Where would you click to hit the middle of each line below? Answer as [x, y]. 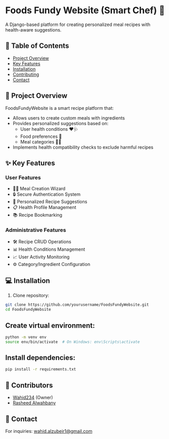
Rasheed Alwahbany [34, 403]
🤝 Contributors [29, 385]
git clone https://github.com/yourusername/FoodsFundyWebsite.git [77, 305]
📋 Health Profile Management [44, 208]
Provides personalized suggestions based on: [60, 123]
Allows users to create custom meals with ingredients [69, 118]
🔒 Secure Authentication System [47, 194]
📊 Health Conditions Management [49, 249]
